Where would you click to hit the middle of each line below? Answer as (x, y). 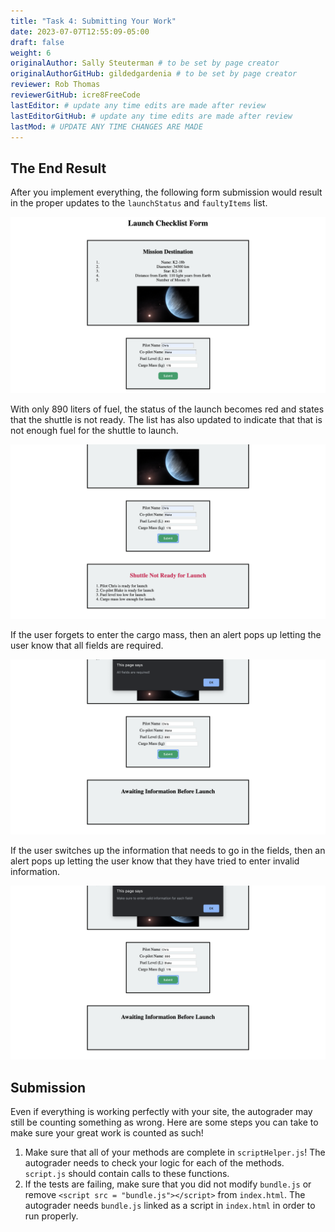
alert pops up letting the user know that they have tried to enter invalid (155, 861)
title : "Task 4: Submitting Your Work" (93, 21)
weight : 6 (31, 53)
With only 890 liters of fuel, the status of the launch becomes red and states (167, 409)
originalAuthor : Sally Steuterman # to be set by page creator (145, 63)
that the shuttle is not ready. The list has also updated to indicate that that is (166, 419)
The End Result (58, 168)
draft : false (37, 42)
